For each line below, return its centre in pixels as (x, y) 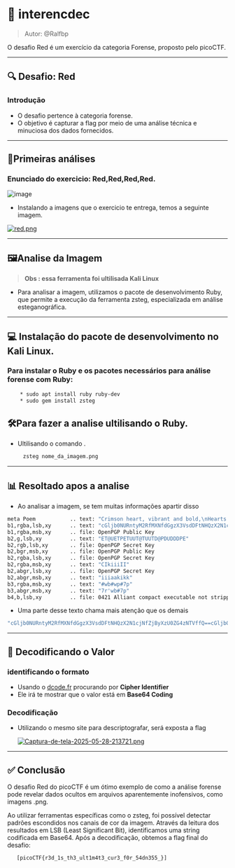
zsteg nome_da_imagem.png (60, 457)
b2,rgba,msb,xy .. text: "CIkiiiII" (69, 565)
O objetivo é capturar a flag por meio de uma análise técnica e (107, 123)
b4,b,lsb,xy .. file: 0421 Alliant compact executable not (108, 597)
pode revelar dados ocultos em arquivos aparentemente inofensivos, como (115, 794)
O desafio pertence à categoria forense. (75, 116)
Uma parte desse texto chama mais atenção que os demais (103, 611)
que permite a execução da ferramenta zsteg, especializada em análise (120, 300)
